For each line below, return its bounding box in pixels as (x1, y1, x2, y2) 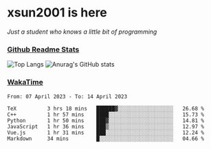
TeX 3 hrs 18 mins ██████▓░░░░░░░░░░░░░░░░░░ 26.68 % (7, 105, 205, 112)
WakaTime (7, 78, 43, 87)
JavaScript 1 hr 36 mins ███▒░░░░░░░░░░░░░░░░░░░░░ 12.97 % (7, 123, 205, 130)
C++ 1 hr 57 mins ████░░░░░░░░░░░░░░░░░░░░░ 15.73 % (7, 111, 205, 118)
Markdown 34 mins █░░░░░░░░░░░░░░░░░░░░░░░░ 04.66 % (7, 135, 205, 142)
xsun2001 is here (7, 5, 108, 21)
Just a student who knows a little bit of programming (7, 27, 157, 36)
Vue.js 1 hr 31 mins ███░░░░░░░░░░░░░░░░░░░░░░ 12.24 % (7, 129, 205, 136)
